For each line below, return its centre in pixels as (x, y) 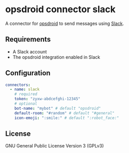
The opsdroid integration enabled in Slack (56, 57)
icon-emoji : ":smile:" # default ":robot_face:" (67, 118)
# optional (26, 104)
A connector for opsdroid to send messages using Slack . (65, 23)
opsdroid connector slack (60, 9)
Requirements (28, 39)
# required (26, 94)
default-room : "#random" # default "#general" (64, 113)
